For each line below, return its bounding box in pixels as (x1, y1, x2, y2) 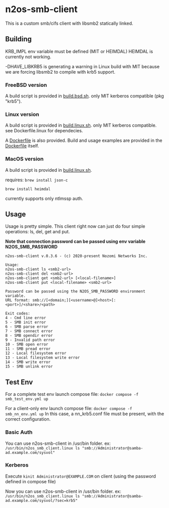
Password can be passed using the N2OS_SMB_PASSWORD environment (5, 289, 145, 294)
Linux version (5, 111, 39, 118)
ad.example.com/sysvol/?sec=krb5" (5, 498, 78, 503)
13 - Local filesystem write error (5, 355, 80, 361)
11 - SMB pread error (5, 346, 51, 351)
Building (5, 35, 32, 43)
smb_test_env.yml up (5, 396, 49, 402)
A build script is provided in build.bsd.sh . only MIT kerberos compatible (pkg (5, 93, 164, 99)
